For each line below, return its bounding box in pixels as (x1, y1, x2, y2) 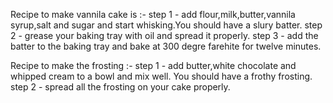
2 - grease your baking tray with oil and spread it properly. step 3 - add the (10, 30, 319, 41)
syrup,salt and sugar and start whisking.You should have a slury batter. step (10, 19, 323, 31)
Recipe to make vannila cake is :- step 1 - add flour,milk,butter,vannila (10, 9, 296, 20)
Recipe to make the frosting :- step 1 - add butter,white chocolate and (10, 60, 297, 71)
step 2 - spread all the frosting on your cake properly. (10, 81, 231, 93)
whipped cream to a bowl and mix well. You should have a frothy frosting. (10, 70, 313, 82)
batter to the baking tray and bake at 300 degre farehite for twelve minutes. (10, 40, 322, 52)
